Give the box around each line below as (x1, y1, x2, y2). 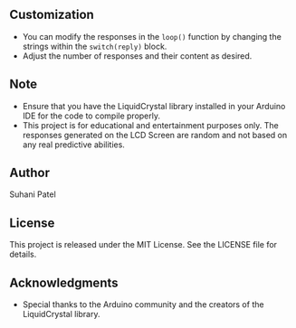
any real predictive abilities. (22, 139, 125, 150)
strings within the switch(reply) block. (22, 41, 167, 52)
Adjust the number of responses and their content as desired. (22, 50, 253, 61)
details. (9, 248, 37, 260)
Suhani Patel (9, 189, 56, 200)
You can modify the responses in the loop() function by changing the (22, 31, 282, 42)
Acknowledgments (9, 275, 119, 290)
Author (9, 165, 50, 181)
